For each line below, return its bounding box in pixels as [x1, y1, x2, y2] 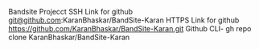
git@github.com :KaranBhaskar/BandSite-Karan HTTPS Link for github [8, 15, 240, 25]
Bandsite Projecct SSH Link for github [8, 7, 134, 16]
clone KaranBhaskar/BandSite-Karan [8, 32, 130, 42]
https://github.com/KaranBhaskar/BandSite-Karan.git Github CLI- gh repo [8, 24, 252, 33]
